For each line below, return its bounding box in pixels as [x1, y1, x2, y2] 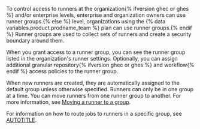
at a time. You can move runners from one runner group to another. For [6, 92, 181, 99]
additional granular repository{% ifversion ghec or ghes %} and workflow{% [6, 61, 195, 68]
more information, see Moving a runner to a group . [6, 98, 131, 106]
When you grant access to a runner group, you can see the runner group [6, 49, 186, 56]
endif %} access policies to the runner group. [6, 68, 119, 74]
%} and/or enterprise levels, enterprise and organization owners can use [6, 11, 186, 19]
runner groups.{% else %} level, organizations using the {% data [6, 18, 166, 25]
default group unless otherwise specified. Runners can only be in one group [6, 86, 194, 92]
